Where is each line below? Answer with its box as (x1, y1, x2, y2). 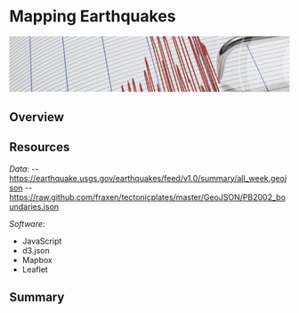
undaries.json (9, 201, 60, 212)
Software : (9, 218, 45, 229)
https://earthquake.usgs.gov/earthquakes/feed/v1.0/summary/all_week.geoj (9, 173, 287, 183)
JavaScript (21, 236, 62, 246)
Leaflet (21, 264, 49, 275)
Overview (9, 109, 65, 124)
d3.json (21, 245, 51, 255)
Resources (9, 140, 70, 155)
